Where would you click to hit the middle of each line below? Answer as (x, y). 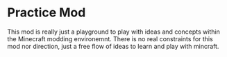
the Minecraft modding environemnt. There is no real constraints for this (110, 38)
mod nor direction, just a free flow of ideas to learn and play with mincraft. (113, 46)
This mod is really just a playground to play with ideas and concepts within (113, 32)
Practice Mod (47, 13)
